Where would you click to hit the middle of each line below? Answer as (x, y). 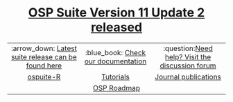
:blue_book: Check (115, 52)
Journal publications (188, 76)
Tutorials (115, 76)
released (116, 27)
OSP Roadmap (116, 88)
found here (44, 65)
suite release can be (44, 57)
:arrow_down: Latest (44, 48)
